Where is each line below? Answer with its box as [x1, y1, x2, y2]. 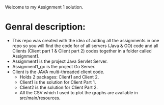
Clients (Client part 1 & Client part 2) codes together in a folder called [12, 48, 152, 53]
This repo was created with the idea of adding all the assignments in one [12, 37, 160, 43]
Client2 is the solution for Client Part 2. [19, 84, 98, 90]
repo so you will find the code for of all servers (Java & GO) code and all [12, 43, 159, 49]
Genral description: [5, 22, 86, 32]
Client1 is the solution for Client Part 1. [19, 79, 96, 85]
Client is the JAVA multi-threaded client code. [12, 69, 105, 75]
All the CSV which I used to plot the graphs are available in [19, 89, 138, 95]
